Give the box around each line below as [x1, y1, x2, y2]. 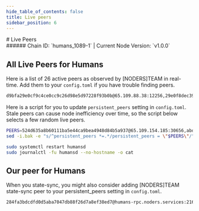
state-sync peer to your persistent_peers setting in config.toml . [6, 188, 162, 195]
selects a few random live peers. [6, 116, 86, 123]
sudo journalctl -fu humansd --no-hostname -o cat [6, 149, 134, 155]
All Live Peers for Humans [6, 59, 104, 69]
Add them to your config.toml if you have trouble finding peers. [20, 81, 175, 89]
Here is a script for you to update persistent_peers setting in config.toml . [6, 104, 187, 111]
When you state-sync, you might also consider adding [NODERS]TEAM [6, 181, 179, 188]
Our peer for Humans [6, 165, 86, 175]
